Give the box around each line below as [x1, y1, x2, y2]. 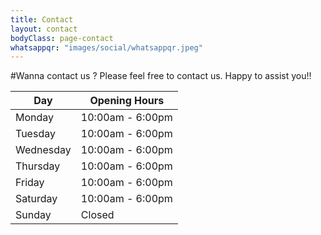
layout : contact [10, 24, 78, 34]
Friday [15, 176, 45, 190]
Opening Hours [89, 94, 165, 108]
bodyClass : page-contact [10, 33, 114, 43]
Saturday [15, 192, 58, 206]
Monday [15, 111, 55, 125]
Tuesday [15, 127, 56, 141]
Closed [80, 208, 115, 222]
